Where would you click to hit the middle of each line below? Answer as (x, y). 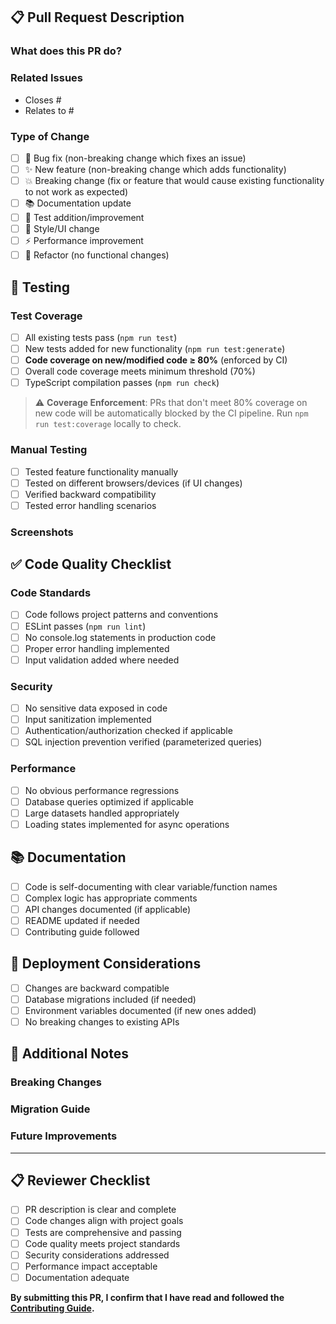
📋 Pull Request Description (97, 17)
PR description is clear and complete (100, 1210)
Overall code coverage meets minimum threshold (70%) (140, 371)
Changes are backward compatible (97, 988)
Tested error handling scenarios (90, 505)
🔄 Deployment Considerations (106, 964)
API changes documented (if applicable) (108, 909)
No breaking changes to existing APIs (102, 1021)
